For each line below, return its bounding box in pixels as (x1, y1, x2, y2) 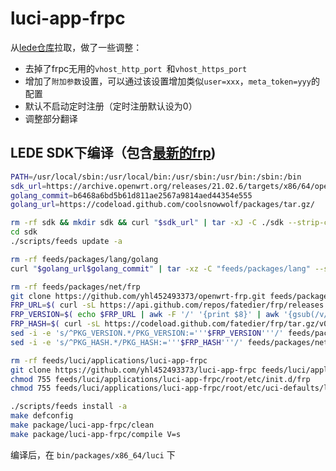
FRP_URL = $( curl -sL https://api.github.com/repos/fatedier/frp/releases (10, 300, 325, 311)
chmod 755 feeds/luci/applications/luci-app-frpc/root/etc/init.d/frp (10, 374, 311, 384)
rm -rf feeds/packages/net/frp (10, 282, 141, 292)
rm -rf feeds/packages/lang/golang (10, 254, 159, 264)
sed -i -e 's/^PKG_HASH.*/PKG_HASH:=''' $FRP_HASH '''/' (10, 337, 244, 347)
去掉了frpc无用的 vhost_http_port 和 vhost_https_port (24, 62, 248, 74)
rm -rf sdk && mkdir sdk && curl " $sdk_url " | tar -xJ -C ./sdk (10, 218, 284, 228)
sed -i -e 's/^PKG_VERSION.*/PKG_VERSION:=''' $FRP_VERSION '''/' (10, 328, 284, 338)
